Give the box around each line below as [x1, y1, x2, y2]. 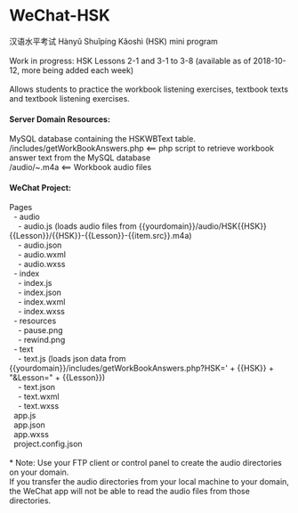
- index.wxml [17, 297, 66, 307]
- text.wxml [17, 391, 60, 402]
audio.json [23, 240, 62, 250]
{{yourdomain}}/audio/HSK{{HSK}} [138, 221, 267, 232]
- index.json [17, 287, 62, 298]
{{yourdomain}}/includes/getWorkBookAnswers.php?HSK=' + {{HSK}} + [9, 362, 274, 374]
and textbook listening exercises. [9, 93, 131, 103]
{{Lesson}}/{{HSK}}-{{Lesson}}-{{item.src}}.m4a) [9, 231, 193, 241]
